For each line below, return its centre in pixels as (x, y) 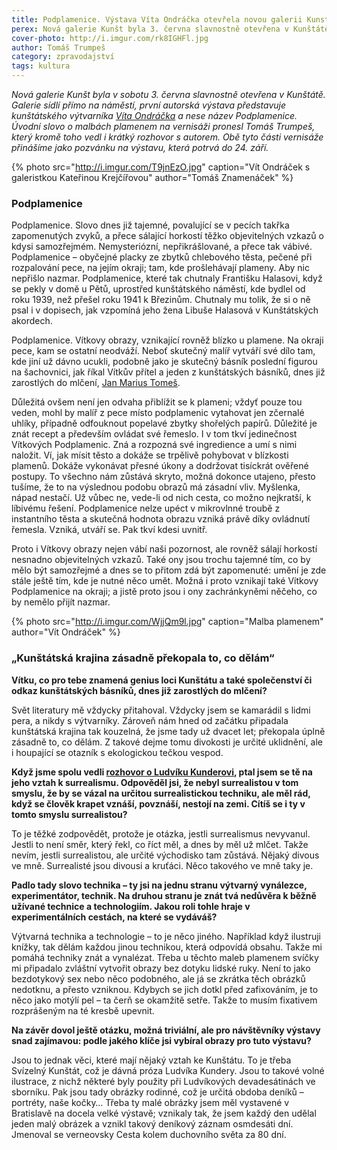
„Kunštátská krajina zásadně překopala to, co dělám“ (143, 658)
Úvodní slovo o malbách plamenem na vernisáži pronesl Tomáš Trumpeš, (163, 126)
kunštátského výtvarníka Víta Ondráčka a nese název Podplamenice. (154, 115)
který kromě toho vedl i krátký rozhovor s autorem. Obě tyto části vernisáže (167, 137)
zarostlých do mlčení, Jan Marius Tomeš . (96, 383)
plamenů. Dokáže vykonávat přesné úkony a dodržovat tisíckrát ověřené (160, 466)
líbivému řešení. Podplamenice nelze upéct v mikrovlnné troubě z (146, 508)
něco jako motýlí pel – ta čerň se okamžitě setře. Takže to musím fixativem (164, 1000)
